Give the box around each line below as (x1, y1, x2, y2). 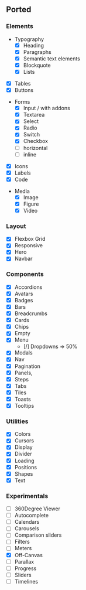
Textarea (23, 111, 45, 118)
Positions (14, 463, 37, 470)
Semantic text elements (23, 55, 80, 62)
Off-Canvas (14, 551, 43, 558)
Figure (23, 200, 39, 207)
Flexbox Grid (14, 236, 46, 243)
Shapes (14, 470, 33, 477)
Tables (14, 80, 31, 87)
